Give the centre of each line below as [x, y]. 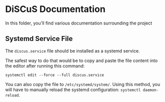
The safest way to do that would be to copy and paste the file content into [81, 60]
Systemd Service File [39, 39]
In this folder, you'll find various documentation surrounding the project [79, 23]
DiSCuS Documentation [55, 9]
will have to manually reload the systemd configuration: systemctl [73, 89]
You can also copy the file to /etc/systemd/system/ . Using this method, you [83, 84]
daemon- [151, 90]
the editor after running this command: [45, 65]
